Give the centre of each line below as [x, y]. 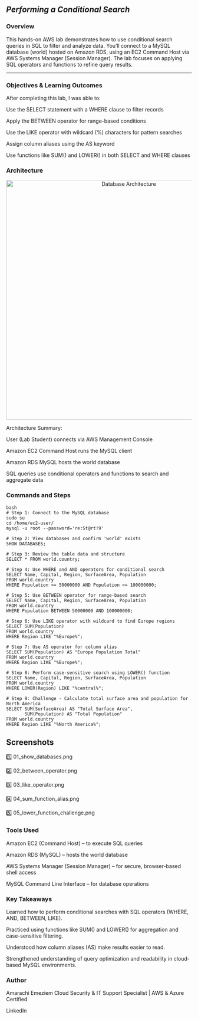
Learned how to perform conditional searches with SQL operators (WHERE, [98, 912]
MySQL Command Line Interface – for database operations [77, 883]
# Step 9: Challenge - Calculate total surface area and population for [97, 698]
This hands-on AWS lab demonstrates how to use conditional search [89, 39]
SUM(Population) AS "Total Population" [73, 714]
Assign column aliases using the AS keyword [60, 143]
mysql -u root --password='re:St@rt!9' [55, 528]
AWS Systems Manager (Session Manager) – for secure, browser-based [94, 866]
